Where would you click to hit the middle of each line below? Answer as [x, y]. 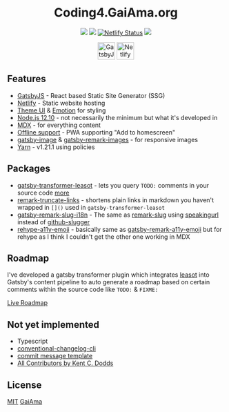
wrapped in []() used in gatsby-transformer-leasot [91, 207]
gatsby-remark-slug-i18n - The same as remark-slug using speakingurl [118, 215]
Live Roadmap [28, 303]
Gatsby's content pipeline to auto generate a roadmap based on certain [109, 282]
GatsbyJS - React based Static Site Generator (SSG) [91, 95]
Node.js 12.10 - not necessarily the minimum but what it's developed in [117, 117]
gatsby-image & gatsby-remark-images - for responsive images [108, 139]
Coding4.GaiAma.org [116, 13]
